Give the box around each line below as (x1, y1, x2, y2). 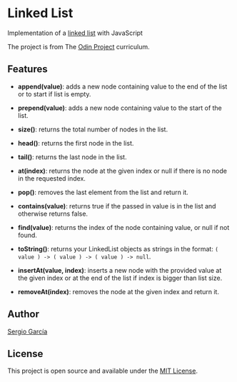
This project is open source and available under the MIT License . (7, 366, 198, 376)
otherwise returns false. (17, 209, 88, 218)
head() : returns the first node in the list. (17, 139, 134, 147)
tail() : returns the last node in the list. (17, 152, 127, 161)
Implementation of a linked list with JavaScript (7, 29, 143, 37)
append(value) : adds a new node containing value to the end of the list (17, 82, 228, 91)
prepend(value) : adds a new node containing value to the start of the (17, 104, 223, 112)
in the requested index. (17, 174, 86, 183)
